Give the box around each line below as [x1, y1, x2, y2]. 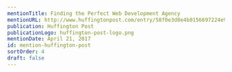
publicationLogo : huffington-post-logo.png [7, 29, 135, 36]
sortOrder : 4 [7, 49, 45, 56]
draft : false [7, 55, 45, 62]
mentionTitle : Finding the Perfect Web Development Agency [7, 10, 181, 17]
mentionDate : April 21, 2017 [7, 36, 91, 43]
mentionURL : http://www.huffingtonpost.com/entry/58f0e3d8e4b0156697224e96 [7, 16, 230, 23]
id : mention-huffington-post [7, 42, 91, 49]
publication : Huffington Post [7, 23, 95, 29]
